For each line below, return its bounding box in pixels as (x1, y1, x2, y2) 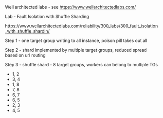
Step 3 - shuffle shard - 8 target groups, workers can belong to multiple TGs (5, 62, 158, 67)
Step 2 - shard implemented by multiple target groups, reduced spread (5, 47, 147, 53)
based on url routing (5, 52, 46, 58)
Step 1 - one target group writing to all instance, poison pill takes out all (5, 38, 147, 43)
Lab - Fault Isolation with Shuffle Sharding (5, 14, 89, 19)
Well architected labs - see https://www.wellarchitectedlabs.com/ (5, 4, 136, 10)
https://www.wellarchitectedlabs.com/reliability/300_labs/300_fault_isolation (5, 23, 158, 29)
